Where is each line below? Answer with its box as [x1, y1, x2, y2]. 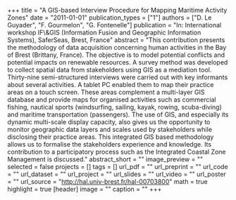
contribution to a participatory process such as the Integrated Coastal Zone [7, 147, 227, 156]
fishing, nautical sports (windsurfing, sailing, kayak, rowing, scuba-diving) [7, 103, 222, 111]
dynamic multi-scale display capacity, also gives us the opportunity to [7, 118, 211, 126]
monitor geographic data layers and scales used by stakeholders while [7, 126, 213, 133]
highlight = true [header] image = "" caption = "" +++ [7, 185, 162, 193]
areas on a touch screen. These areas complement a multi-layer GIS [7, 88, 206, 96]
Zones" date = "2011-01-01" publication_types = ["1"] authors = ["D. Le [7, 13, 212, 22]
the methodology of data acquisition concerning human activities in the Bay [7, 44, 227, 51]
